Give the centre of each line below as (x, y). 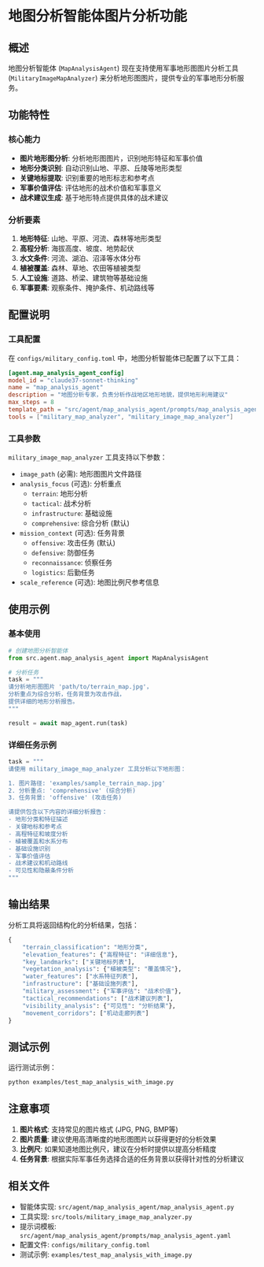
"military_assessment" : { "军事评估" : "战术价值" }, (102, 991)
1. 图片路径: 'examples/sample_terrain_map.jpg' (87, 783)
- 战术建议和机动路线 (38, 864)
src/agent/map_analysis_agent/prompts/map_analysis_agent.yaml (125, 1235)
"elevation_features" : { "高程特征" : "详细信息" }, (100, 954)
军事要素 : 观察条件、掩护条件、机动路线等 (87, 288)
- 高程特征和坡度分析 (38, 834)
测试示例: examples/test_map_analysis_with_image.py (106, 1254)
